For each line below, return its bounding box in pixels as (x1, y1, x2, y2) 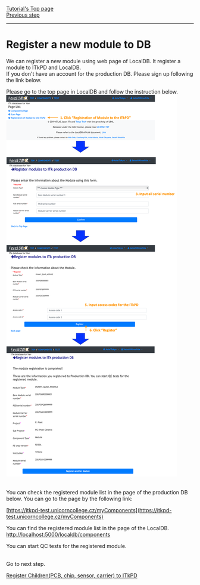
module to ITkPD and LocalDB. (6, 64, 82, 71)
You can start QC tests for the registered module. (6, 542, 127, 549)
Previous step (6, 11, 40, 18)
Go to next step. (6, 560, 46, 567)
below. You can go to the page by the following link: (6, 495, 133, 502)
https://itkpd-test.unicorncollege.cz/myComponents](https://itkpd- (8, 506, 172, 513)
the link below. (6, 76, 42, 83)
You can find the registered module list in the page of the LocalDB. (6, 524, 170, 531)
